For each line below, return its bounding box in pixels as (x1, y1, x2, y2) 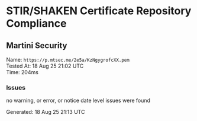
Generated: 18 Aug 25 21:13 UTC (6, 109, 85, 116)
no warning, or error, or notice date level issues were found (6, 97, 151, 104)
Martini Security (6, 40, 67, 50)
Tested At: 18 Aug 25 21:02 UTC (6, 62, 84, 69)
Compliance (6, 17, 67, 30)
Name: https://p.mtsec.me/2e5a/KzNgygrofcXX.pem (6, 56, 130, 63)
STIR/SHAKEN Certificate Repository (6, 4, 192, 18)
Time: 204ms (6, 69, 38, 75)
